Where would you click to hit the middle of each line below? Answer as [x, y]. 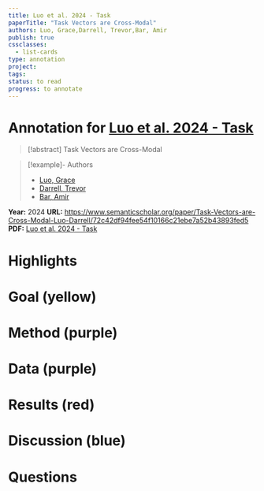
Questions [43, 477]
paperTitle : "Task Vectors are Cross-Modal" [82, 23]
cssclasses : [28, 45]
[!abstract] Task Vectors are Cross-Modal [95, 150]
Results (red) [52, 405]
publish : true [32, 37]
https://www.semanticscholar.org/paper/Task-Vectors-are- [160, 212]
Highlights [43, 260]
